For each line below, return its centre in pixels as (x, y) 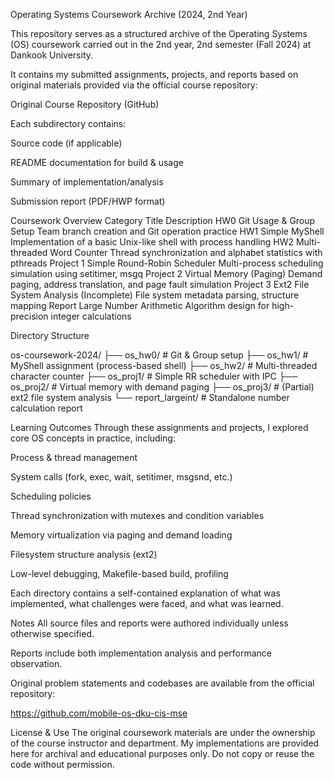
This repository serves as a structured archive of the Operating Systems (159, 33)
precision (29, 316)
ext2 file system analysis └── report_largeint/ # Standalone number (150, 397)
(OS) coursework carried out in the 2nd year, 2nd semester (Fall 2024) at (161, 44)
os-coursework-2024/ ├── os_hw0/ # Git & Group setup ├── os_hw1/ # (159, 355)
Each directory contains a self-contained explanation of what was (145, 593)
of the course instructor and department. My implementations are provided (165, 743)
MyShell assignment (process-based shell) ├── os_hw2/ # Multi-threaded (164, 365)
